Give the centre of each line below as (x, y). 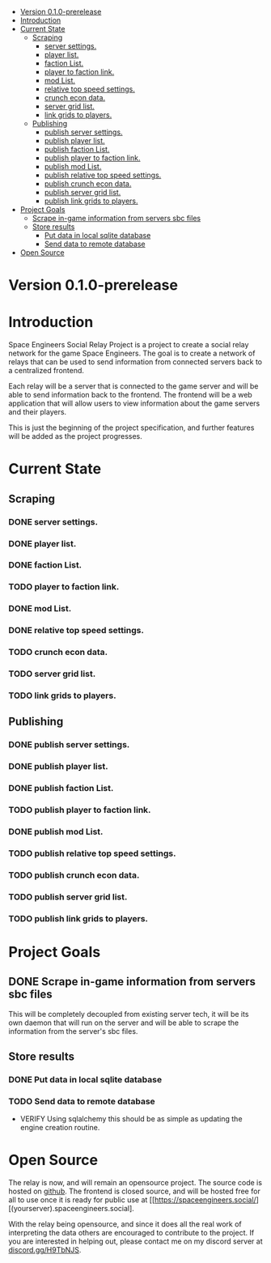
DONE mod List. (40, 609)
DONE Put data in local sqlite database (85, 1080)
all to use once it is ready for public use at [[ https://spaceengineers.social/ (132, 1200)
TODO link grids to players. (62, 695)
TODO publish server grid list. (68, 896)
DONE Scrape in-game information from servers (132, 982)
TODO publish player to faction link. (80, 810)
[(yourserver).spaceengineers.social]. (72, 1209)
